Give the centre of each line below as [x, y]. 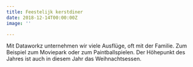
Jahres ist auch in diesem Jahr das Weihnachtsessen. [74, 59]
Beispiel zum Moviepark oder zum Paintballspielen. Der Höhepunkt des [96, 52]
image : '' [19, 23]
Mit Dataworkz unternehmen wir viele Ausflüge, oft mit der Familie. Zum [97, 46]
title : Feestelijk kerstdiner [45, 12]
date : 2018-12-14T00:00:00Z [42, 18]
